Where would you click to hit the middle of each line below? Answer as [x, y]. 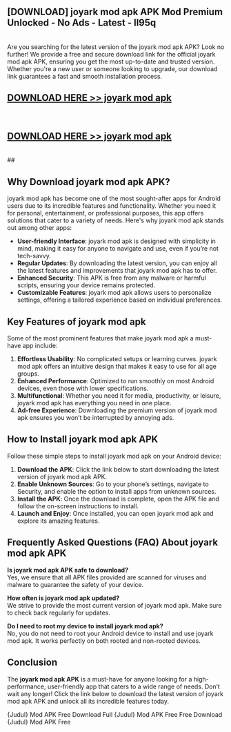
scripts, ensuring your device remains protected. [86, 285]
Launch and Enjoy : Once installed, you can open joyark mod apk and [115, 513]
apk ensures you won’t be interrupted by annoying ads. [96, 418]
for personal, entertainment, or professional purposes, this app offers [106, 213]
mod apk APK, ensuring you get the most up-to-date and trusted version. [111, 61]
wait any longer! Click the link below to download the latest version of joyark [115, 693]
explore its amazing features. [58, 521]
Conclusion [32, 663]
